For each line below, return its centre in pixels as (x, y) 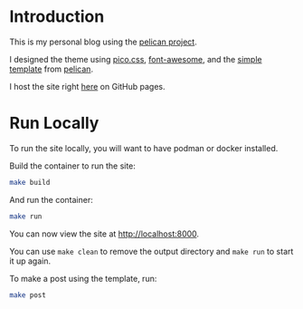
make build (30, 182)
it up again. (30, 261)
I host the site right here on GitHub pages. (87, 86)
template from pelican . (51, 69)
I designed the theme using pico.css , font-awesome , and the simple (136, 59)
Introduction (57, 17)
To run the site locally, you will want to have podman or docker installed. (144, 148)
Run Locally (54, 123)
